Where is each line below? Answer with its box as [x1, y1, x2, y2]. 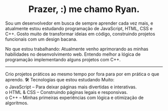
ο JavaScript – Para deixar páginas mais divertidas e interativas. [5, 84, 137, 90]
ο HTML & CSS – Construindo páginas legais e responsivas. [5, 89, 128, 95]
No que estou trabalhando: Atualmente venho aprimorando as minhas [5, 46, 148, 52]
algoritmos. [5, 99, 28, 106]
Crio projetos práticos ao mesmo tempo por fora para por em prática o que [5, 71, 159, 77]
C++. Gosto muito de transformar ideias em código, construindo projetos [5, 31, 155, 37]
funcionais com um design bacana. [5, 36, 77, 42]
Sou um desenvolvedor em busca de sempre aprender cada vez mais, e [5, 20, 153, 26]
